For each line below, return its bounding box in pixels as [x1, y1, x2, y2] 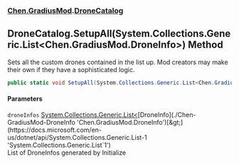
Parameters [7, 95, 43, 103]
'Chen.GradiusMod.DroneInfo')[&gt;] [77, 118, 184, 126]
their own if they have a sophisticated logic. [7, 65, 135, 73]
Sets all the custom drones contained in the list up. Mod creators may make [7, 58, 229, 66]
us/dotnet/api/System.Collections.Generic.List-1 [7, 133, 147, 141]
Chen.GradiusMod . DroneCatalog [7, 6, 124, 16]
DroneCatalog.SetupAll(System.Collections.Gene [7, 28, 231, 40]
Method [187, 39, 223, 51]
